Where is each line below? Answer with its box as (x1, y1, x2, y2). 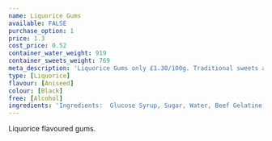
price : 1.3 (8, 34, 45, 43)
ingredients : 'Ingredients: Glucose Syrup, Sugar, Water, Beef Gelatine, (8, 102, 266, 110)
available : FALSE (8, 19, 67, 27)
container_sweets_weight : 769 (8, 57, 111, 65)
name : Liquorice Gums (8, 11, 82, 20)
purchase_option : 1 (8, 27, 74, 35)
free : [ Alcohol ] (8, 94, 63, 102)
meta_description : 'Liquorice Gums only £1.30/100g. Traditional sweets (8, 64, 259, 73)
